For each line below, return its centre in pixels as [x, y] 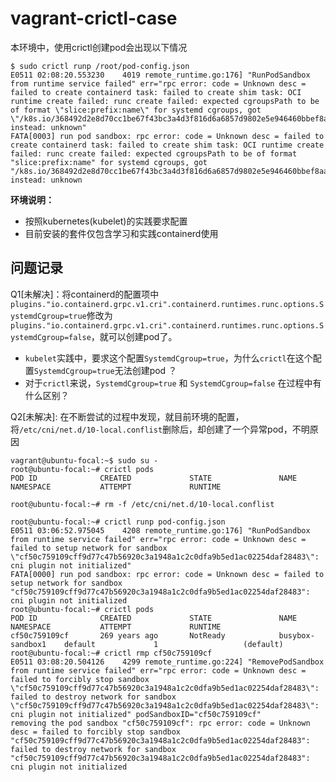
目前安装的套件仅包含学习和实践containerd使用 [121, 233]
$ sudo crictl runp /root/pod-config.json [100, 66]
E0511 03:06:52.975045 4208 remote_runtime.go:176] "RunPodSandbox [160, 530]
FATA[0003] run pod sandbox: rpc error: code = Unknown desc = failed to [167, 136]
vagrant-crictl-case [94, 18]
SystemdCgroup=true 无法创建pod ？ [105, 370]
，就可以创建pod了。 [134, 336]
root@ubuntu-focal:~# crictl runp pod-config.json [118, 522]
